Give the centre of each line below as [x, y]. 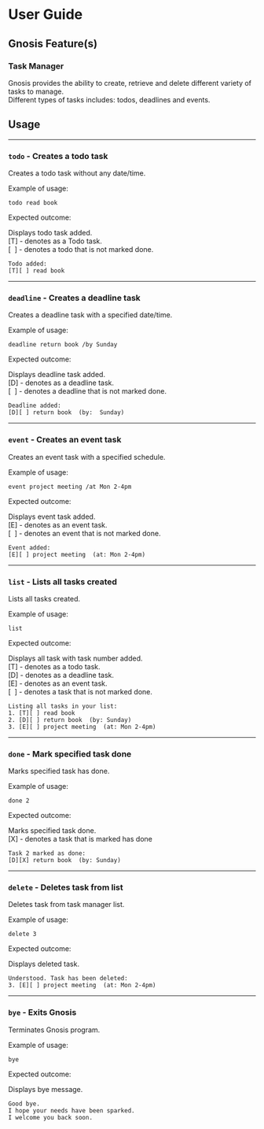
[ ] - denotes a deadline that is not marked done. [88, 391]
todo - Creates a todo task [58, 156]
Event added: [29, 548]
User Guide [46, 15]
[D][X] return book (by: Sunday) [65, 861]
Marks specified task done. [52, 831]
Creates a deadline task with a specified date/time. [90, 315]
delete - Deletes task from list [66, 887]
